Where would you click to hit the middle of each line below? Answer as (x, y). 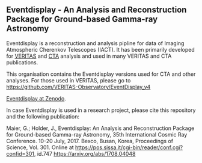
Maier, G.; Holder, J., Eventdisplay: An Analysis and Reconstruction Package (100, 128)
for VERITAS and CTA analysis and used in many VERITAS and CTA (89, 56)
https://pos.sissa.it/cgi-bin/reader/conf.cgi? (129, 147)
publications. (22, 62)
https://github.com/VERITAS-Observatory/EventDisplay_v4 (78, 87)
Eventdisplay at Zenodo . (36, 98)
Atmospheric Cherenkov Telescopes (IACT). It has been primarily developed (101, 49)
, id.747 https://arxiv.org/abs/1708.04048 (85, 153)
